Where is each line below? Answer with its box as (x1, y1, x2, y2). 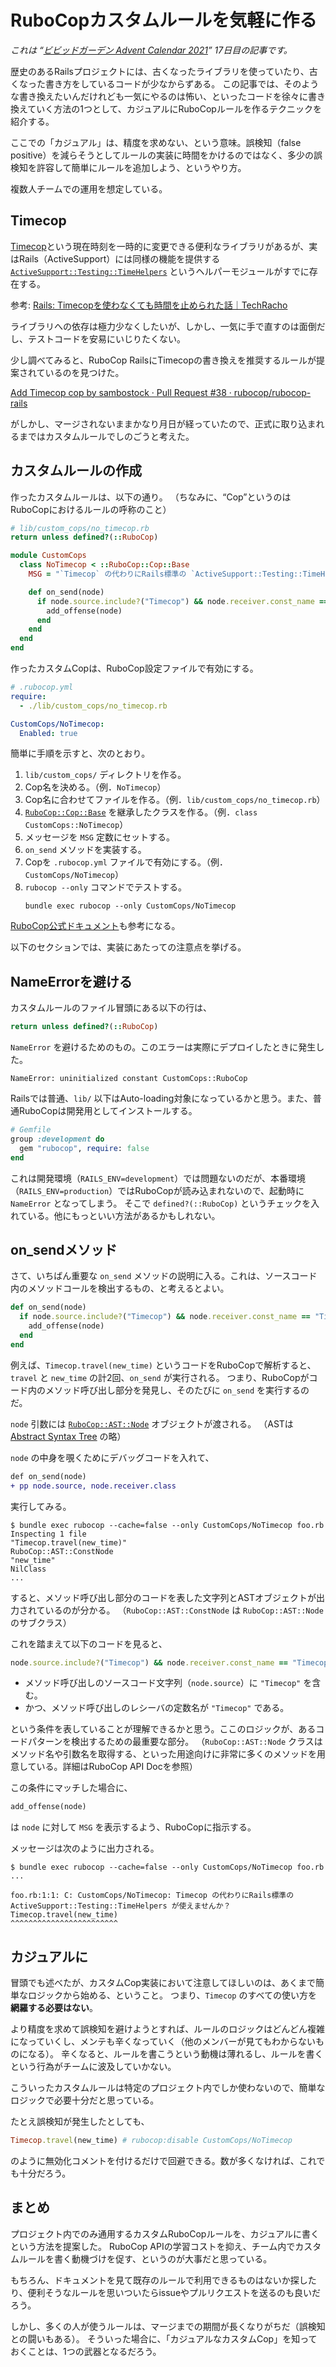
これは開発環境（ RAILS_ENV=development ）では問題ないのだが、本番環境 (10, 1172, 307, 1184)
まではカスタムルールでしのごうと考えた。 (18, 430, 195, 442)
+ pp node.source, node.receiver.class (10, 1481, 177, 1491)
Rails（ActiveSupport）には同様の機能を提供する (18, 252, 221, 265)
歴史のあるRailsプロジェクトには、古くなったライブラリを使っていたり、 (10, 65, 310, 77)
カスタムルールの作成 (10, 462, 142, 480)
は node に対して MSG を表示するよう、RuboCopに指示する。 (10, 1821, 257, 1833)
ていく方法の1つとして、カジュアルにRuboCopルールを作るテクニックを (27, 102, 322, 115)
